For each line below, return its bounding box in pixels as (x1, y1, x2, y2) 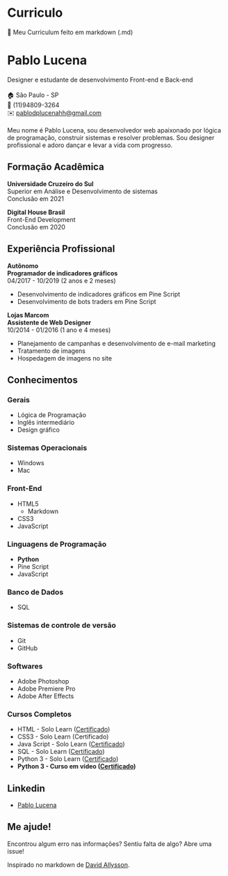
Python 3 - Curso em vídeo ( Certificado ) (17, 762, 136, 771)
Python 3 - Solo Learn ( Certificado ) (17, 755, 119, 763)
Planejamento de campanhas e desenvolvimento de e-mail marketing (17, 339, 216, 347)
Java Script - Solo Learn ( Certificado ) (17, 740, 125, 748)
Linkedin (7, 783, 45, 794)
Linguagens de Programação (7, 539, 107, 549)
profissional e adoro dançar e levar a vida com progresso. (7, 141, 173, 149)
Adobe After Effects (17, 692, 74, 700)
